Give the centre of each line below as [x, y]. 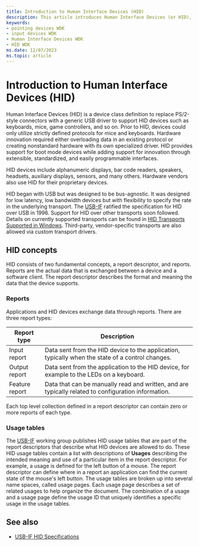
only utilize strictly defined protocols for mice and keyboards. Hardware [94, 133]
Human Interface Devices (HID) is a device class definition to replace [90, 114]
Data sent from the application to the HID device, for [117, 367]
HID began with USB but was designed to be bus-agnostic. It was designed [98, 194]
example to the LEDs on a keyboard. [95, 374]
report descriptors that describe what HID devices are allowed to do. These [98, 447]
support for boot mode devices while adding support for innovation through [98, 152]
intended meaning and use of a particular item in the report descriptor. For [97, 459]
